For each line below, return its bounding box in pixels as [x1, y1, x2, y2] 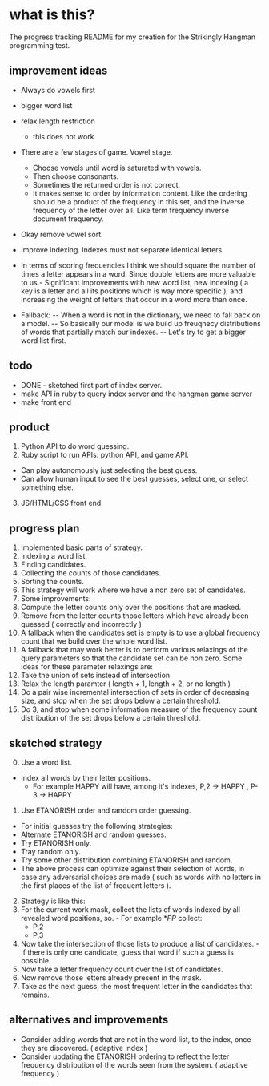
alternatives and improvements [9, 1013, 169, 1027]
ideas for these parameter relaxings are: [20, 662, 153, 672]
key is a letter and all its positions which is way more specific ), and [20, 286, 243, 296]
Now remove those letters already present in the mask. [20, 973, 203, 983]
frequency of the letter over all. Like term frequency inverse [32, 205, 230, 215]
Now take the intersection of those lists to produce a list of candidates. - [20, 939, 259, 948]
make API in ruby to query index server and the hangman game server [20, 389, 253, 398]
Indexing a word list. [20, 551, 87, 561]
